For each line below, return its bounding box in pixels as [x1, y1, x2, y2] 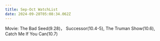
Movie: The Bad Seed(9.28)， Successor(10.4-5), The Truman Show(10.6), [5, 25, 155, 31]
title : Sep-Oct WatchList [5, 7, 58, 12]
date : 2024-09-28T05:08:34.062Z [5, 12, 71, 16]
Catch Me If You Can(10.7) [5, 31, 58, 37]
